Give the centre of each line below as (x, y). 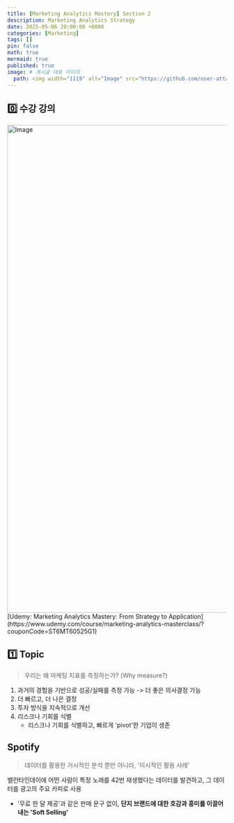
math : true (23, 53)
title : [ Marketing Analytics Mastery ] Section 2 (79, 14)
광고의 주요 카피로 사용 (51, 788)
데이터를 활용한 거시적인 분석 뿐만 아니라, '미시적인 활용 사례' (107, 765)
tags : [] (20, 40)
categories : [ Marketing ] (43, 33)
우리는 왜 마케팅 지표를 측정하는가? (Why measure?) (96, 675)
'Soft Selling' (49, 812)
